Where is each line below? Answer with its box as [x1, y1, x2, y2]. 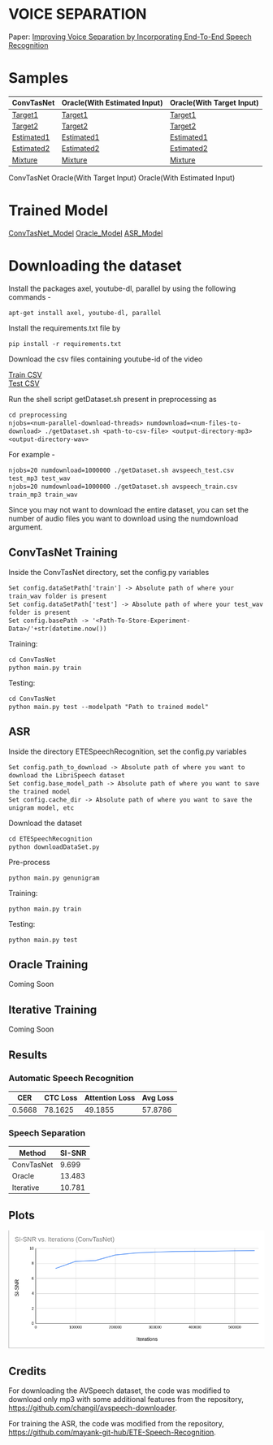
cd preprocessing [8, 411, 67, 419]
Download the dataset [8, 818, 83, 828]
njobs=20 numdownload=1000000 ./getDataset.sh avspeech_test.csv [8, 466, 234, 474]
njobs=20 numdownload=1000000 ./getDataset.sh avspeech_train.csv [8, 482, 238, 491]
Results [8, 1048, 48, 1062]
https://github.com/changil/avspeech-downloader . [8, 1403, 177, 1413]
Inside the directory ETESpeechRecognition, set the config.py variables [8, 746, 247, 756]
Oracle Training [8, 958, 89, 971]
